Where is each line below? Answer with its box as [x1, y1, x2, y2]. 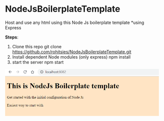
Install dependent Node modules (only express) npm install [12, 54, 131, 60]
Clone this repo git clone [12, 43, 62, 49]
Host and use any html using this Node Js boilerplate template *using [5, 20, 144, 25]
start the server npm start [12, 59, 64, 65]
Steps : [5, 34, 19, 40]
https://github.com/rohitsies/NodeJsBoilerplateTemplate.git [12, 49, 132, 55]
